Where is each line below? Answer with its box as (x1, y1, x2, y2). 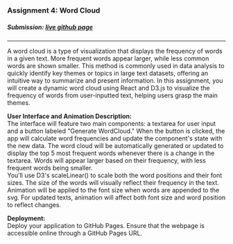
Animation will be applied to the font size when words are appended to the (7, 186, 220, 194)
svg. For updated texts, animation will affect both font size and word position (7, 193, 226, 202)
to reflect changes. (7, 200, 61, 209)
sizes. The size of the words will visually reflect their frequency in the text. (7, 178, 220, 186)
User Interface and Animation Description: (7, 112, 132, 120)
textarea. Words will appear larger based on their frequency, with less (7, 156, 206, 165)
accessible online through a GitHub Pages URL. (7, 229, 143, 237)
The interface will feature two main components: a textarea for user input (7, 119, 216, 127)
